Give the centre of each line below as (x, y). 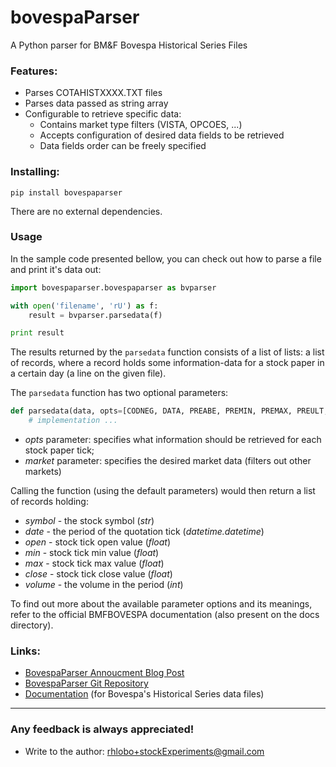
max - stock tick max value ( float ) (94, 563)
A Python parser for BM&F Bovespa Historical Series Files (129, 45)
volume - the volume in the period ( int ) (104, 585)
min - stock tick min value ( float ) (92, 553)
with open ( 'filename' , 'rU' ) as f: (84, 306)
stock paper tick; (59, 450)
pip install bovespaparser (66, 192)
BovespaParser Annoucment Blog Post (104, 673)
